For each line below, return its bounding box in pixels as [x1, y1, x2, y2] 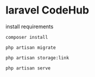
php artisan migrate [5, 45, 57, 51]
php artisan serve [5, 65, 51, 71]
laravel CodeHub [5, 4, 90, 17]
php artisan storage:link [5, 55, 69, 61]
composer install [5, 34, 48, 40]
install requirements [5, 23, 54, 30]
